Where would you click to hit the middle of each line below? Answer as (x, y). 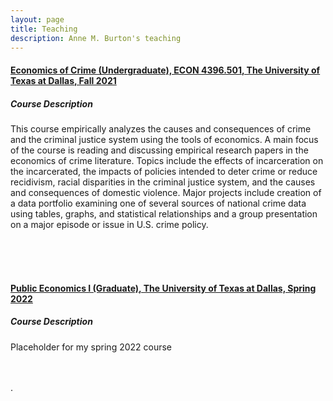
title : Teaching (44, 29)
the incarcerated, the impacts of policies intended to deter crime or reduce (164, 171)
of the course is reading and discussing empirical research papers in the (159, 150)
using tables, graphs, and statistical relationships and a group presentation (164, 213)
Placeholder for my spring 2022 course (91, 347)
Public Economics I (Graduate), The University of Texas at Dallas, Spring (163, 288)
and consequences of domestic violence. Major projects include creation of (166, 192)
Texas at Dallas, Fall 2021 (63, 80)
